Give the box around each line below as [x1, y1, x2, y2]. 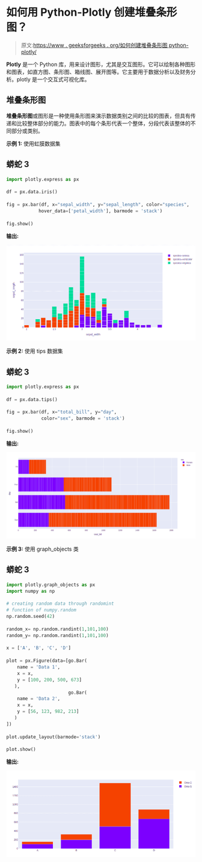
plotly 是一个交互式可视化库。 [16, 76, 90, 83]
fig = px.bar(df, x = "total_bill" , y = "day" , [6, 409, 117, 415]
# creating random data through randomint [6, 601, 114, 607]
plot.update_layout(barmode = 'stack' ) [6, 734, 101, 740]
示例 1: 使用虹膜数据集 [6, 139, 61, 147]
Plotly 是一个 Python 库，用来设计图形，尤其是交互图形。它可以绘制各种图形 [6, 61, 196, 68]
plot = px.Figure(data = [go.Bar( [6, 658, 87, 664]
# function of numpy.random [6, 607, 77, 613]
